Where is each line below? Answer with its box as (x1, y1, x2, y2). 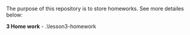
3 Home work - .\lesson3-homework (6, 23, 96, 30)
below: (6, 11, 23, 18)
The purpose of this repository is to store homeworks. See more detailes (6, 5, 184, 12)
